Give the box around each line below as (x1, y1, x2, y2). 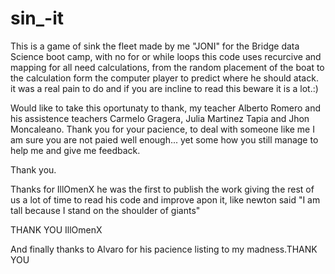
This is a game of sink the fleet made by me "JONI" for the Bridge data (10, 40, 300, 52)
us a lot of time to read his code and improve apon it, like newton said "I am (10, 193, 321, 206)
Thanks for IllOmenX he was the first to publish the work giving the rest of (10, 183, 315, 195)
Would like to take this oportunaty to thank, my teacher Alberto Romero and (10, 102, 322, 114)
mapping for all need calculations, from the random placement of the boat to (10, 61, 325, 73)
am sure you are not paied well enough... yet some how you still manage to (10, 133, 319, 146)
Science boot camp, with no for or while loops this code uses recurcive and (10, 50, 322, 62)
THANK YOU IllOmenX (10, 223, 103, 236)
